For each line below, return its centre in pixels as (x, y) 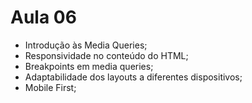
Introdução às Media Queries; (86, 45)
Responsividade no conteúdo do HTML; (106, 55)
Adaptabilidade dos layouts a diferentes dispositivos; (133, 77)
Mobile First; (50, 87)
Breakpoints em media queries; (89, 66)
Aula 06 (43, 17)
